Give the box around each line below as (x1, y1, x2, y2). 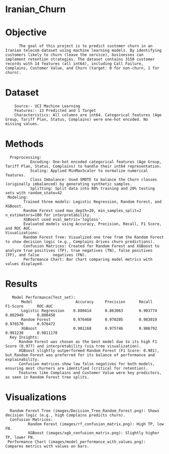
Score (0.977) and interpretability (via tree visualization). (5, 344, 142, 349)
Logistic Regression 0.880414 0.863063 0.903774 (21, 308, 157, 313)
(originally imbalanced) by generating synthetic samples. (5, 181, 133, 186)
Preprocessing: (10, 155, 42, 160)
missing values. (5, 122, 39, 127)
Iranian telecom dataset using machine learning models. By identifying (5, 48, 162, 53)
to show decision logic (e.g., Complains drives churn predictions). (5, 239, 155, 244)
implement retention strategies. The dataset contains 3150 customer (5, 57, 155, 62)
